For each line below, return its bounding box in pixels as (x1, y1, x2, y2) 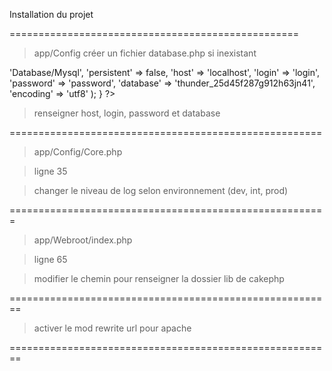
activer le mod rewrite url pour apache (33, 322, 192, 334)
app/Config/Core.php (33, 146, 123, 158)
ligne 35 (33, 165, 68, 177)
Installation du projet (9, 9, 94, 20)
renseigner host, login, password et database (33, 107, 221, 119)
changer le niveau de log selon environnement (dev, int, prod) (33, 185, 289, 196)
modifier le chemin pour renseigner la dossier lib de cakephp (33, 273, 285, 284)
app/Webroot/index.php (33, 234, 133, 246)
